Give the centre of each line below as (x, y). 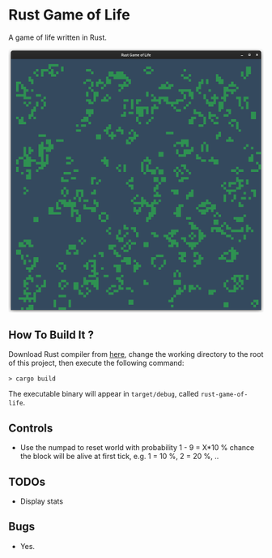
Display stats (41, 501)
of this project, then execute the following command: (96, 363)
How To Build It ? (51, 335)
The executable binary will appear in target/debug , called (104, 394)
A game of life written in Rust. (58, 37)
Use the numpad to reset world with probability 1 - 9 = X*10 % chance (137, 448)
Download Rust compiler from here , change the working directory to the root (136, 354)
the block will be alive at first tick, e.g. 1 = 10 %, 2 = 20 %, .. (119, 457)
